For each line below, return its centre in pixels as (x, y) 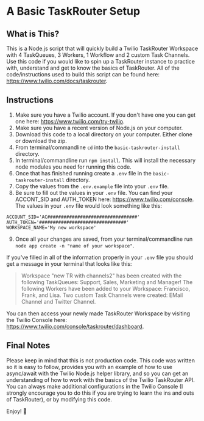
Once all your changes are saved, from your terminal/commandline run (104, 239)
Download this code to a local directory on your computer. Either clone (104, 134)
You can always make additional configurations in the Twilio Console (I (95, 386)
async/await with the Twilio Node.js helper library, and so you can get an (97, 373)
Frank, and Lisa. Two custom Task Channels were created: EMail (102, 295)
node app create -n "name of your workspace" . (75, 245)
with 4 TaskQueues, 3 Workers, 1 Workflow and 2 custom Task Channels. (98, 55)
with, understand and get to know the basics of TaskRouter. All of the (93, 68)
